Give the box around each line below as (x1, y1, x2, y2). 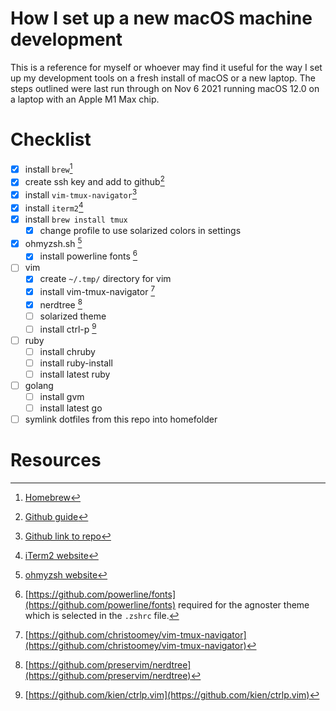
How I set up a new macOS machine (10, 7, 313, 30)
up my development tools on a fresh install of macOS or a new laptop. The (10, 72, 316, 84)
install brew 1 (24, 161, 73, 175)
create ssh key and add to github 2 (24, 174, 165, 188)
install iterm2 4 (24, 200, 84, 214)
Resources (10, 449, 102, 472)
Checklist (10, 128, 92, 151)
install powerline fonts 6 (39, 248, 138, 262)
